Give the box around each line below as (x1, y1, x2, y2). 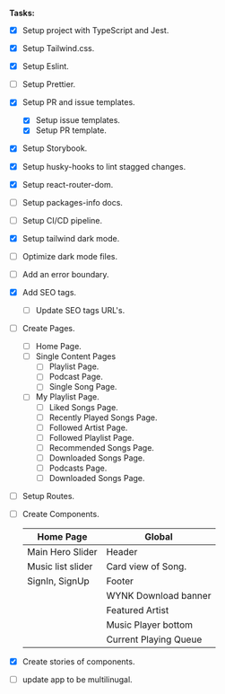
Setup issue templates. (35, 115, 121, 126)
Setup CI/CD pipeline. (22, 215, 103, 225)
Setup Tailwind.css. (22, 43, 95, 54)
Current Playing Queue (106, 633, 203, 646)
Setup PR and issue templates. (22, 97, 136, 108)
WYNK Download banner (106, 590, 212, 602)
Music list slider (26, 560, 93, 573)
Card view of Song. (106, 560, 186, 573)
